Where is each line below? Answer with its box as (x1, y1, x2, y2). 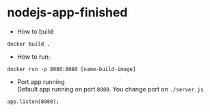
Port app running (16, 77, 65, 86)
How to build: (16, 27, 55, 36)
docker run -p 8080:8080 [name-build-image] (7, 66, 136, 72)
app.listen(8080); (7, 98, 60, 105)
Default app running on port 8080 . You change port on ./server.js (16, 85, 204, 93)
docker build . (7, 40, 51, 47)
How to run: (16, 53, 51, 61)
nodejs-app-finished (7, 5, 128, 20)
